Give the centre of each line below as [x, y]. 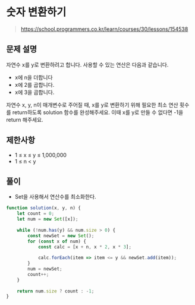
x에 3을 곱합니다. [34, 92]
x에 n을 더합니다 [34, 77]
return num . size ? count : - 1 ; [56, 291]
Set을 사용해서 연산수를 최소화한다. [55, 197]
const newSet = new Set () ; [61, 235]
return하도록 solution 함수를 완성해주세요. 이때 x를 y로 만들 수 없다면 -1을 [98, 112]
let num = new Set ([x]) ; [48, 219]
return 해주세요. [25, 120]
